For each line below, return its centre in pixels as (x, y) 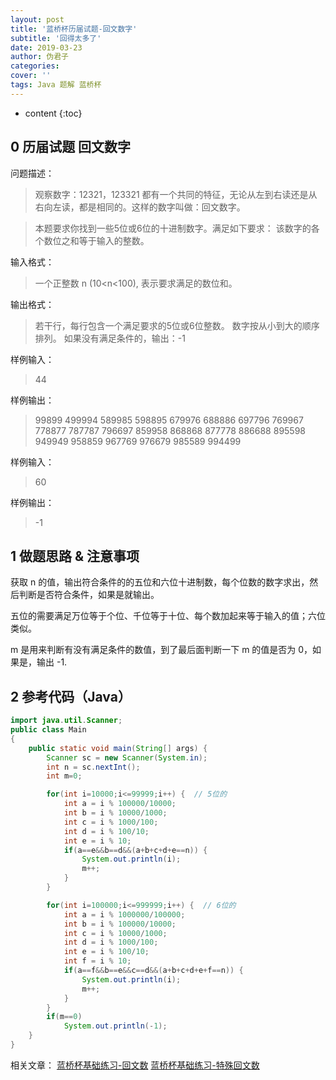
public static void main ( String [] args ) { (118, 748)
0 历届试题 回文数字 (71, 147)
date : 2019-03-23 (46, 47)
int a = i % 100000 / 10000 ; (120, 804)
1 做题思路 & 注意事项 (75, 556)
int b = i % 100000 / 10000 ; (120, 924)
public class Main (48, 730)
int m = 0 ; (64, 776)
